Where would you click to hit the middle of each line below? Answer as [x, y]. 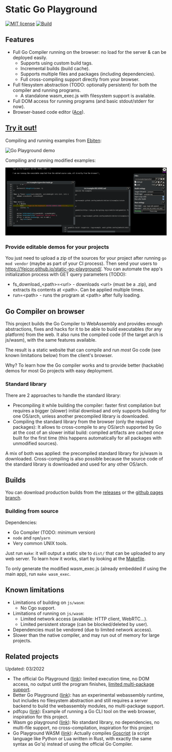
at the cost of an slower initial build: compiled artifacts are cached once [88, 432]
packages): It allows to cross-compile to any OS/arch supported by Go [87, 427]
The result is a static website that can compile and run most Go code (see [83, 350]
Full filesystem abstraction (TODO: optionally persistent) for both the [85, 85]
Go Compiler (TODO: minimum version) [54, 532]
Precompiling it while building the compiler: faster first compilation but [87, 405]
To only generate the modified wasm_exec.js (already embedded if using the [86, 568]
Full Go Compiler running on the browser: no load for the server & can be [89, 52]
